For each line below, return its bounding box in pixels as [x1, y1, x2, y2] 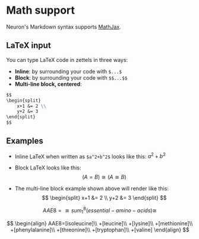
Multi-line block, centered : [14, 80, 82, 87]
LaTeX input [6, 40, 52, 51]
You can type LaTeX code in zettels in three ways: [6, 56, 128, 63]
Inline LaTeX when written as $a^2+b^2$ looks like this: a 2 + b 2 [14, 152, 166, 160]
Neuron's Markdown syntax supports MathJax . [6, 23, 121, 30]
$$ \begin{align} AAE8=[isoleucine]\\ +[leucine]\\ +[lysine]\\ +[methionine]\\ [7, 219, 193, 227]
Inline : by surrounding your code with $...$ [14, 68, 122, 75]
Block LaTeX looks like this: [14, 164, 81, 171]
